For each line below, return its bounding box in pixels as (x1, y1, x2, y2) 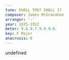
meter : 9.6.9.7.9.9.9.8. (5, 26, 57, 32)
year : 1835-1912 (5, 21, 39, 27)
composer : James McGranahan (5, 12, 64, 17)
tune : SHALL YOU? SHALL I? (5, 7, 62, 13)
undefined (5, 49, 27, 56)
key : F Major (5, 31, 33, 36)
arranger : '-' (5, 17, 35, 22)
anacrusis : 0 (5, 36, 33, 41)
